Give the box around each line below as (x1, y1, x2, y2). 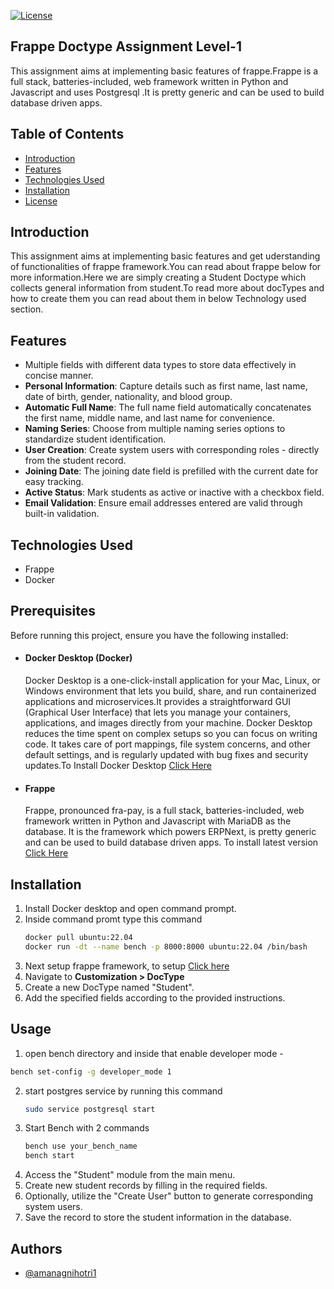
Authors (10, 1240, 63, 1257)
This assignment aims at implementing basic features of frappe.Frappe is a (10, 65, 319, 77)
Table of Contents (10, 126, 125, 143)
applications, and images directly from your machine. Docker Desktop (24, 717, 313, 729)
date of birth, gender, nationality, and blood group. (24, 391, 233, 403)
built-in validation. (24, 508, 100, 520)
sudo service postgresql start (24, 1104, 156, 1114)
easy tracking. (24, 476, 84, 488)
